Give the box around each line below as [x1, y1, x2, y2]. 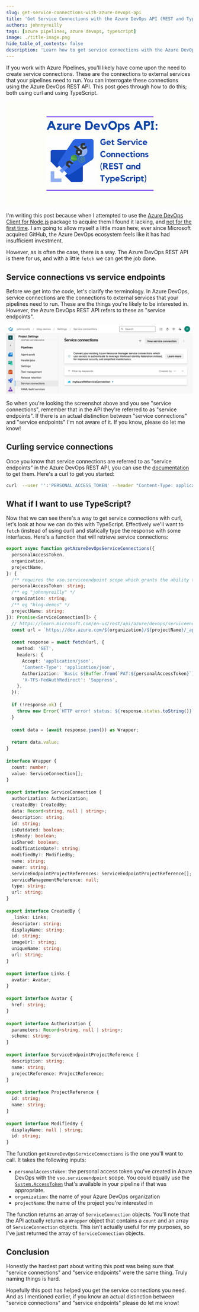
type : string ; [11, 883, 46, 889]
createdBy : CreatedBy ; [11, 802, 68, 808]
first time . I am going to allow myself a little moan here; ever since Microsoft [6, 225, 191, 232]
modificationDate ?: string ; [11, 846, 81, 852]
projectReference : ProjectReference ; [11, 1070, 105, 1077]
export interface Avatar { [6, 996, 73, 1001]
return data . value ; [11, 740, 60, 745]
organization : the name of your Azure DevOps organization [14, 1193, 161, 1200]
